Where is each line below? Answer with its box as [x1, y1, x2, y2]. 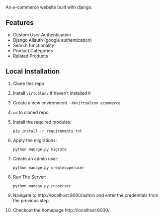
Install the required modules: [12, 119, 72, 125]
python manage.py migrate [12, 146, 67, 152]
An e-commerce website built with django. [5, 4, 93, 10]
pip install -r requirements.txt [12, 129, 82, 134]
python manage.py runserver [12, 183, 71, 188]
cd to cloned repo [12, 109, 49, 115]
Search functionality [12, 42, 54, 48]
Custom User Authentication [12, 32, 71, 38]
